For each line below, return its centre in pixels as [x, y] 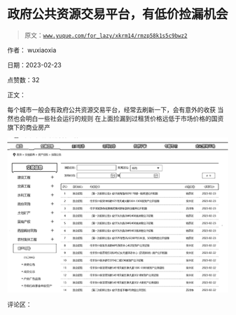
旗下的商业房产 [29, 127]
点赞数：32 [23, 80]
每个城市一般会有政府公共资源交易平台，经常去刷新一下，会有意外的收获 [111, 109]
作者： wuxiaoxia [32, 50]
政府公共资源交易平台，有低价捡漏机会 [118, 14]
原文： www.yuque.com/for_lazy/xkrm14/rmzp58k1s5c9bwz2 [106, 35]
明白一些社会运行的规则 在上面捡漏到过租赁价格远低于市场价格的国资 [125, 118]
